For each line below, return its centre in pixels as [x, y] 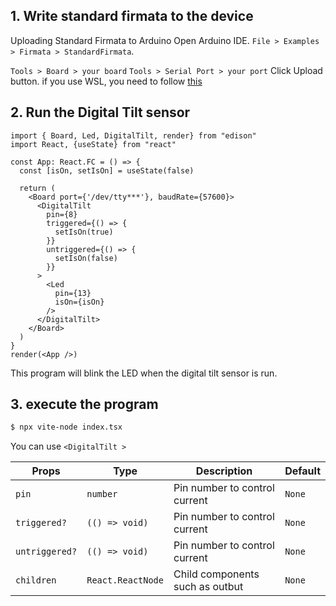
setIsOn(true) [84, 232]
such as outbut [208, 587]
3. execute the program [84, 404]
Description [224, 471]
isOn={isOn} [79, 302]
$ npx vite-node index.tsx [66, 427]
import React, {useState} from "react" [93, 144]
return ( [37, 188]
